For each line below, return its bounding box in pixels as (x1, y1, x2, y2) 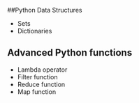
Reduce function (17, 80, 66, 88)
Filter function (17, 72, 58, 81)
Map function (17, 87, 57, 96)
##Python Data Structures (7, 6, 82, 14)
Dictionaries (17, 27, 52, 35)
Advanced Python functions (7, 47, 133, 58)
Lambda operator (17, 65, 68, 74)
